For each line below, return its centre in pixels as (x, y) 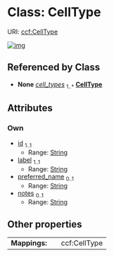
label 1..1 (29, 161)
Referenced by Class (54, 67)
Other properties (45, 224)
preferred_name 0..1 (45, 177)
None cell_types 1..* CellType (60, 85)
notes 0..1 (30, 194)
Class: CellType (54, 12)
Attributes (30, 108)
